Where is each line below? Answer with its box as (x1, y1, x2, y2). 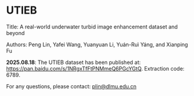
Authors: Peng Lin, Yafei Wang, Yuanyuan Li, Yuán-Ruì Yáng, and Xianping (6, 41, 189, 48)
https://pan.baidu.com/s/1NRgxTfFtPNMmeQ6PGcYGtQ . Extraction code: (6, 65, 184, 72)
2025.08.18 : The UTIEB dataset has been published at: (6, 59, 141, 66)
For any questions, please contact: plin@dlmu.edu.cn (6, 82, 137, 89)
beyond (6, 29, 25, 36)
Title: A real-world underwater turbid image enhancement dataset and (6, 23, 178, 30)
